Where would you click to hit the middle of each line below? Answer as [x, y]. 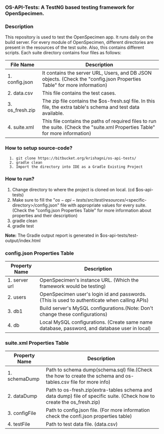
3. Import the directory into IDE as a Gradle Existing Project [76, 167]
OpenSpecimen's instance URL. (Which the [89, 280]
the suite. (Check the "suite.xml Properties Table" [99, 127]
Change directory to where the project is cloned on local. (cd [73, 189]
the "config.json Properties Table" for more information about [90, 210]
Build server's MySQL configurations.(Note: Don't [96, 308]
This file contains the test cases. [79, 93]
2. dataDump [22, 396]
